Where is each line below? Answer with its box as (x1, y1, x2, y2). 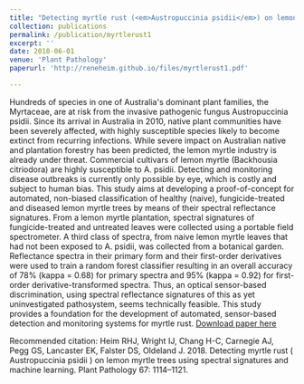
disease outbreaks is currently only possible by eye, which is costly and (9, 173, 278, 184)
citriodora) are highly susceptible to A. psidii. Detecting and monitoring (9, 164, 273, 175)
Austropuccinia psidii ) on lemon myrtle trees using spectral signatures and (9, 354, 290, 365)
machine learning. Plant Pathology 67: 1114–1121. (9, 364, 188, 375)
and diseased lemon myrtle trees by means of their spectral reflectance (9, 202, 276, 213)
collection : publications (9, 22, 107, 31)
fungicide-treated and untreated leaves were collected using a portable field (9, 221, 294, 232)
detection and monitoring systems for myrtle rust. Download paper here (9, 318, 277, 329)
